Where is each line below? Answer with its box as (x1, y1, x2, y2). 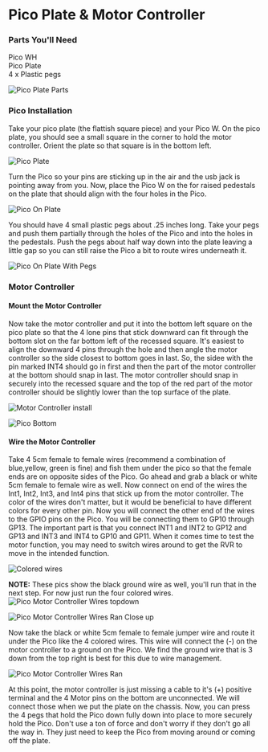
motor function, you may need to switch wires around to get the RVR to (8, 540, 243, 550)
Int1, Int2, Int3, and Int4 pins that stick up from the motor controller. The (8, 488, 244, 499)
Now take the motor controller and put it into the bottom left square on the (8, 319, 253, 329)
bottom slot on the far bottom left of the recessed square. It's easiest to (8, 336, 245, 345)
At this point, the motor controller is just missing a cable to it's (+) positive (8, 685, 253, 694)
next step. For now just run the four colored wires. (8, 588, 174, 598)
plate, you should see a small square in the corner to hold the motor (8, 132, 232, 141)
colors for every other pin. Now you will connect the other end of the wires (8, 506, 255, 516)
